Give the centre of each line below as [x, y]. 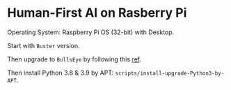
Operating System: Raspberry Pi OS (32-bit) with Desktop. [91, 32]
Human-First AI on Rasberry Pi [97, 13]
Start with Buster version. [43, 45]
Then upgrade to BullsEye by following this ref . [74, 59]
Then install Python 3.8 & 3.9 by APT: [61, 73]
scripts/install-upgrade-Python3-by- [170, 73]
